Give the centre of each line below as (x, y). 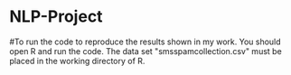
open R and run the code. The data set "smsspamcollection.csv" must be (145, 51)
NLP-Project (56, 17)
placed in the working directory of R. (77, 61)
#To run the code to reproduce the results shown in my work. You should (145, 42)
